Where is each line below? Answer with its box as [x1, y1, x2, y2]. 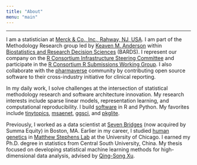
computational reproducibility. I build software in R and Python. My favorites [6, 103, 189, 110]
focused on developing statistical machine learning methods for [6, 146, 160, 153]
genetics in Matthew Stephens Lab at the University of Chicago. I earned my [6, 133, 191, 140]
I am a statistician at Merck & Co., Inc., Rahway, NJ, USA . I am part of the [6, 36, 182, 43]
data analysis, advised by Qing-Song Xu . [36, 152, 135, 159]
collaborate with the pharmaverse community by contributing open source [6, 67, 186, 74]
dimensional [6, 152, 36, 159]
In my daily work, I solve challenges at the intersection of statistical [6, 85, 168, 92]
